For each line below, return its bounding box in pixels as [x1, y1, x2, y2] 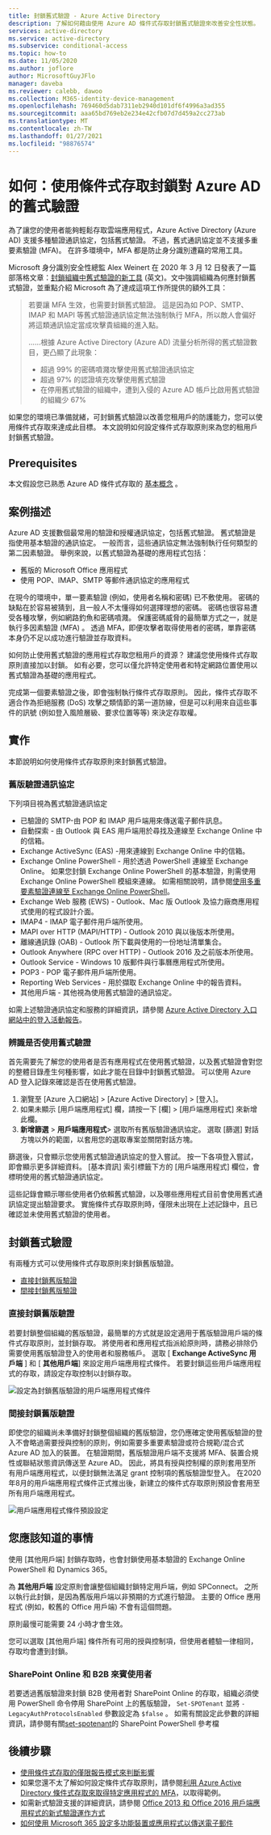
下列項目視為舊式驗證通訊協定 [8, 799, 107, 808]
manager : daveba [8, 79, 63, 87]
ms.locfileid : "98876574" [8, 139, 95, 148]
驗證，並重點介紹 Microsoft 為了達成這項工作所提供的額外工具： [15, 283, 228, 293]
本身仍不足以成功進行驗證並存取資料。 [8, 633, 135, 643]
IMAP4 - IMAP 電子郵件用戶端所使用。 [19, 917, 148, 926]
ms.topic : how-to [8, 49, 67, 57]
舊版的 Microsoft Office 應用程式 [19, 565, 128, 575]
